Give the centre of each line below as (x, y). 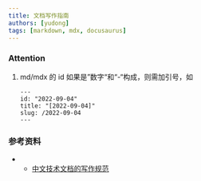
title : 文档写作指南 (39, 16)
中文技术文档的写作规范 (70, 168)
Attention (27, 58)
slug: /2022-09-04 (50, 112)
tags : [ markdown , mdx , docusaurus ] (67, 30)
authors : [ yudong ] (39, 23)
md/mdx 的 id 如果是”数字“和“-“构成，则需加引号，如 (106, 77)
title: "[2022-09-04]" (57, 106)
